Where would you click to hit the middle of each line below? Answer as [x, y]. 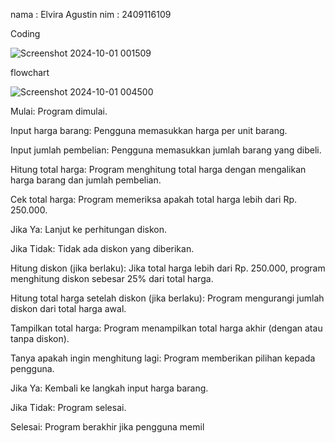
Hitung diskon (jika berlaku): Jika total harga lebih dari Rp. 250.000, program [168, 268]
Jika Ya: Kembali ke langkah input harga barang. [109, 388]
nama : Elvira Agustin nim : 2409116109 [91, 14]
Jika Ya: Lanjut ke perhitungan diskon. [89, 229]
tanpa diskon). [40, 338]
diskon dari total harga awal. [68, 308]
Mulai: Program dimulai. [59, 111]
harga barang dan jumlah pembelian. [86, 180]
